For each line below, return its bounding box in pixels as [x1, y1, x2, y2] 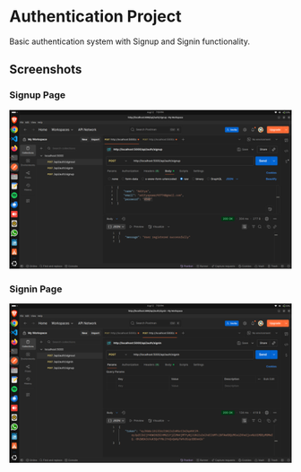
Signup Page [9, 89, 66, 101]
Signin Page [9, 283, 63, 295]
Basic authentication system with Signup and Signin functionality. [9, 36, 251, 47]
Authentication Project [9, 6, 182, 27]
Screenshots [9, 62, 82, 77]
